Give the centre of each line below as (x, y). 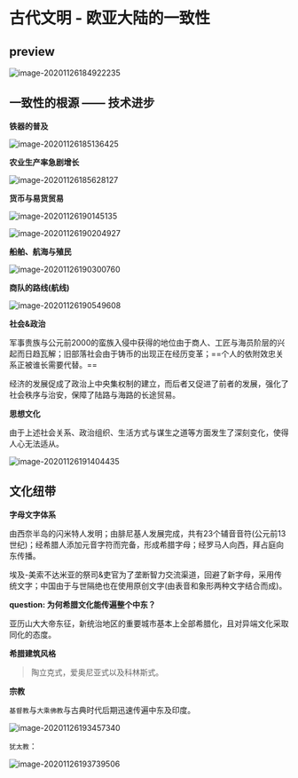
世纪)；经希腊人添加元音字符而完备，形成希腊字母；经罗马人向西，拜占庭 (143, 544)
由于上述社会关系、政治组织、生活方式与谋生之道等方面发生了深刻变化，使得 (149, 433)
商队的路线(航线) (39, 287)
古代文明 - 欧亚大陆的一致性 (110, 18)
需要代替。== (72, 364)
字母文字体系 (32, 514)
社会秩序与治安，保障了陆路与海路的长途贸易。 (94, 394)
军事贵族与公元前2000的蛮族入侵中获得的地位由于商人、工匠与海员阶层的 (143, 342)
